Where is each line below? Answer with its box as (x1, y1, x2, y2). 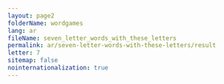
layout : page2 (7, 11, 55, 20)
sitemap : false (7, 57, 59, 65)
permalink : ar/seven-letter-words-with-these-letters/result (7, 42, 217, 50)
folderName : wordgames (7, 19, 83, 27)
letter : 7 (7, 49, 41, 57)
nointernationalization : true (7, 64, 109, 72)
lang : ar (7, 26, 37, 34)
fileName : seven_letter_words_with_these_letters (7, 34, 177, 42)
